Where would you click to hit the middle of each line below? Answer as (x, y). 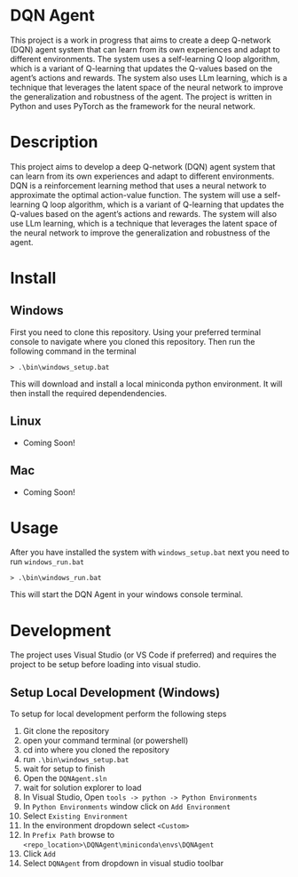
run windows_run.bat (47, 562)
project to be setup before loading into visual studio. (106, 665)
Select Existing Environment (75, 816)
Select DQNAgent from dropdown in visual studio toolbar (123, 864)
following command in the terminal (73, 351)
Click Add (39, 854)
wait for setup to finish (64, 769)
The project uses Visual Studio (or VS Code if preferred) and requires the (144, 655)
